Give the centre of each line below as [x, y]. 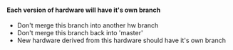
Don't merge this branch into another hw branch [88, 25]
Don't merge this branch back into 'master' [80, 33]
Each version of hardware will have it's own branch [84, 10]
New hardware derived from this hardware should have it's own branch [121, 40]
